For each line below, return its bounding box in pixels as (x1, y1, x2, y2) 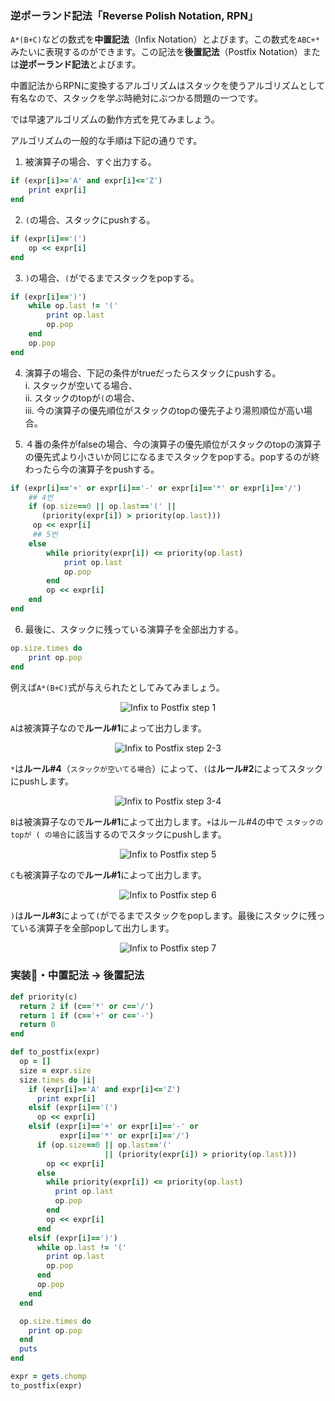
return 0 (19, 1020, 56, 1030)
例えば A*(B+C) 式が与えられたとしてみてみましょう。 (10, 681, 225, 693)
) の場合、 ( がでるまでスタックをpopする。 (24, 272, 200, 284)
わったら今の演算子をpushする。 (24, 463, 160, 475)
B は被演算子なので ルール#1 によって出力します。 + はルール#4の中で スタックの (10, 815, 324, 827)
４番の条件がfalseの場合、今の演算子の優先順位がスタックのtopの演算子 (24, 438, 322, 450)
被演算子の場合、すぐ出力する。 (24, 156, 157, 168)
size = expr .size (19, 1065, 92, 1076)
